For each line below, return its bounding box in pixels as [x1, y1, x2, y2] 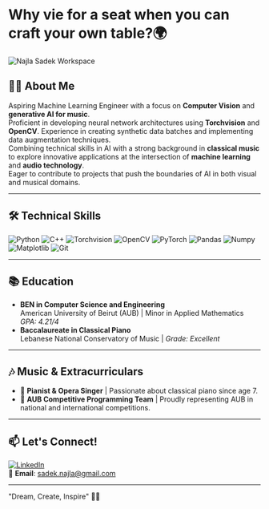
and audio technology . [8, 160, 85, 170]
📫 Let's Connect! [8, 434, 98, 448]
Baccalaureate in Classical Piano [19, 325, 131, 335]
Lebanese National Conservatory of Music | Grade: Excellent [19, 334, 220, 344]
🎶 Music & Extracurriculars [8, 365, 144, 378]
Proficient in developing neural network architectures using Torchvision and [8, 118, 260, 127]
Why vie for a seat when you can [8, 6, 230, 24]
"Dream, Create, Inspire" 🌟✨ [8, 491, 101, 501]
